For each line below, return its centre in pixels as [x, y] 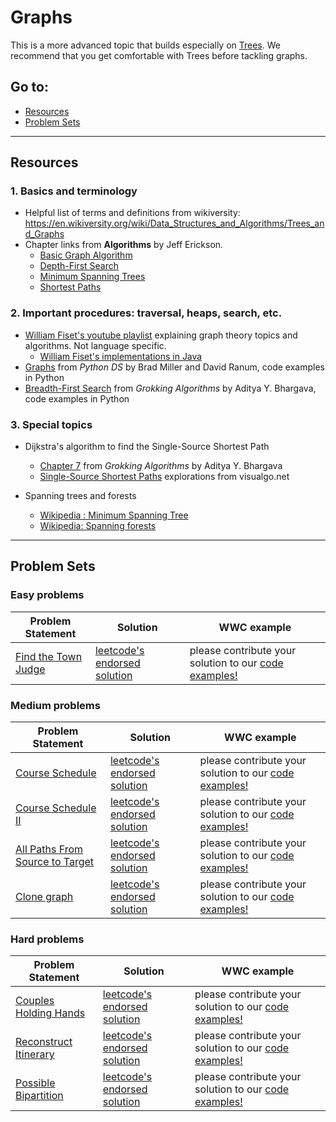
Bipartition [39, 1096]
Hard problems [47, 939]
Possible [35, 1083]
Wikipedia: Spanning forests [98, 526]
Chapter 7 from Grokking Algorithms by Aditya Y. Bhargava [161, 466]
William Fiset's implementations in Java [121, 356]
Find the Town [49, 656]
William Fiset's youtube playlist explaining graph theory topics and [161, 335]
